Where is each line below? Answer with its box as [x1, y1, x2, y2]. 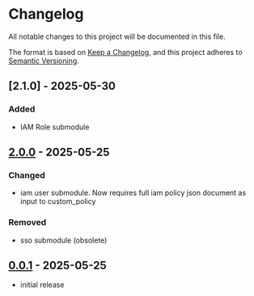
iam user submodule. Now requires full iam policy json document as [19, 188, 247, 198]
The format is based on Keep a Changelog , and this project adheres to [8, 47, 243, 57]
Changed [8, 169, 46, 180]
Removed [8, 217, 47, 228]
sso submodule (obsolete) [19, 235, 108, 245]
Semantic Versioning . [8, 56, 79, 66]
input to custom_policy [19, 197, 96, 206]
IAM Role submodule [19, 122, 90, 132]
